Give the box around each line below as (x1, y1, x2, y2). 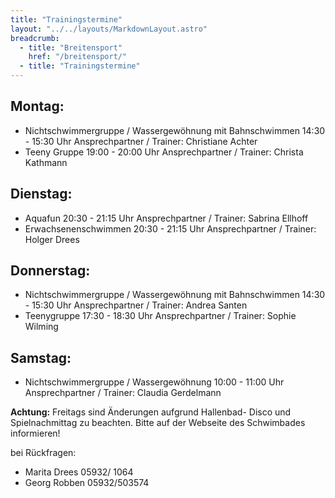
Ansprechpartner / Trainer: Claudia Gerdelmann (24, 387, 222, 399)
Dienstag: (10, 186, 73, 203)
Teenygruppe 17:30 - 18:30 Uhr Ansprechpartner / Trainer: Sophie (24, 310, 297, 322)
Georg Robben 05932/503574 (24, 477, 150, 489)
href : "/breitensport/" (28, 52, 128, 62)
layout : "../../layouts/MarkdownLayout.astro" (10, 24, 208, 34)
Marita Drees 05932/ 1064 (24, 466, 134, 478)
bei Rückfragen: (10, 447, 77, 459)
